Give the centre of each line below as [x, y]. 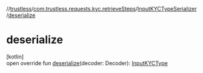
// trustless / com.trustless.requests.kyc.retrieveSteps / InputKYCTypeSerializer [101, 9]
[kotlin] [15, 57]
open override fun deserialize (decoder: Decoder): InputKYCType [87, 63]
